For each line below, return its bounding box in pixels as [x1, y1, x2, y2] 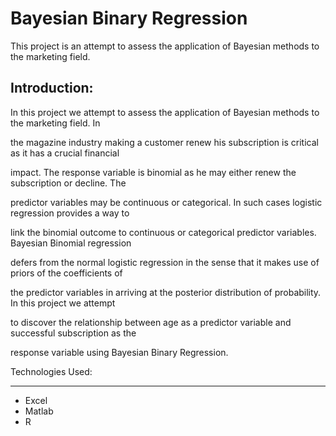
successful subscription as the [10, 327, 137, 339]
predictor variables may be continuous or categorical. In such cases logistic [10, 196, 323, 208]
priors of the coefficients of [10, 267, 123, 279]
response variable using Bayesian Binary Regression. [10, 346, 229, 358]
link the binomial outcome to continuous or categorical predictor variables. [10, 226, 317, 238]
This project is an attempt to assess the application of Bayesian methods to [10, 40, 320, 52]
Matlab [24, 405, 54, 417]
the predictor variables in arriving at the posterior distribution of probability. [10, 286, 322, 298]
